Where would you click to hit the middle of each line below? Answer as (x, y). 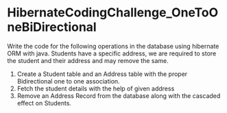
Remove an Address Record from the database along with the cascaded (119, 96)
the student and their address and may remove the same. (88, 60)
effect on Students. (44, 103)
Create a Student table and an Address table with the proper (102, 74)
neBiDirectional (52, 27)
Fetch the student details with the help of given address (96, 88)
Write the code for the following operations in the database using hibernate (113, 46)
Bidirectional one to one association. (68, 81)
